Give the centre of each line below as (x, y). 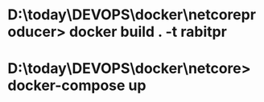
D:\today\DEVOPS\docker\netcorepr (132, 15)
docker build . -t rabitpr (148, 32)
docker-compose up (77, 86)
